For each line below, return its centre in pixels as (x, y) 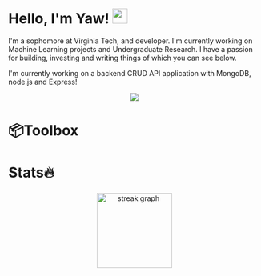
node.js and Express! (43, 82)
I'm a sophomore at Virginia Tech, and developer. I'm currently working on (130, 41)
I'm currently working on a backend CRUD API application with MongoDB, (130, 73)
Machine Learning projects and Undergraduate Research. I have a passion (131, 49)
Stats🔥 (31, 173)
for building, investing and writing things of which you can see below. (122, 58)
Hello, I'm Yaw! (59, 19)
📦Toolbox (43, 131)
